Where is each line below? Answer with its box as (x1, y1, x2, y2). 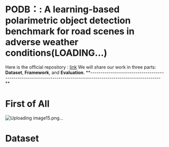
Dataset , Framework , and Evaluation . (5, 69, 85, 75)
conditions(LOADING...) (5, 47, 108, 59)
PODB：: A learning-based (5, 4, 120, 15)
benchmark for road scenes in (5, 25, 134, 37)
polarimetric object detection (5, 15, 131, 26)
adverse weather (5, 37, 79, 48)
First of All (5, 98, 50, 110)
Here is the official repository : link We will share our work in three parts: (5, 64, 156, 70)
